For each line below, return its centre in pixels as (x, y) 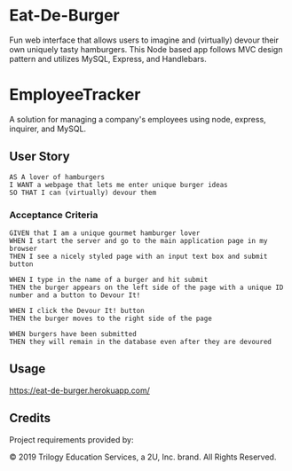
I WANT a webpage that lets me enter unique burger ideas (118, 184)
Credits (30, 418)
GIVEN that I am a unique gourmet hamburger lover (105, 233)
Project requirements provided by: (71, 439)
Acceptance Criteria (54, 215)
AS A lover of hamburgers (57, 177)
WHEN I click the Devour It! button (77, 310)
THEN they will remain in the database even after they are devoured (141, 341)
